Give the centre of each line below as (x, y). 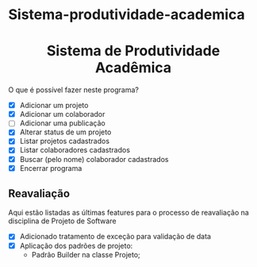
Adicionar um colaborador (62, 114)
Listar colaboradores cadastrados (75, 150)
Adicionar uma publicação (62, 123)
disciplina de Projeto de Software (62, 221)
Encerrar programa (51, 168)
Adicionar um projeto (54, 106)
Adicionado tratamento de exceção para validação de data (115, 237)
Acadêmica (133, 68)
